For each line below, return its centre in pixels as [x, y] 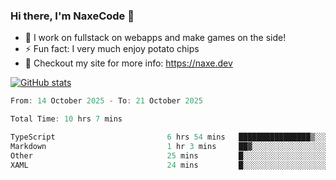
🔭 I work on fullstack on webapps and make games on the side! [155, 38]
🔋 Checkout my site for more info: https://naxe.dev [128, 63]
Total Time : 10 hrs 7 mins [66, 119]
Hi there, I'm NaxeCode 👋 [72, 16]
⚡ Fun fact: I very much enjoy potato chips [112, 49]
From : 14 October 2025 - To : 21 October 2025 [106, 101]
